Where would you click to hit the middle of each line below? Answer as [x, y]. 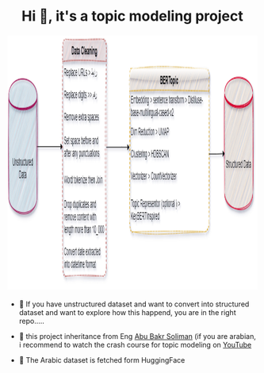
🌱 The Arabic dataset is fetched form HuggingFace [102, 360]
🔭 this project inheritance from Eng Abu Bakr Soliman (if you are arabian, [138, 336]
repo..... [32, 321]
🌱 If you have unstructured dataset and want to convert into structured [134, 304]
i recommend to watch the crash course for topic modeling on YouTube [135, 345]
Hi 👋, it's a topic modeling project [132, 16]
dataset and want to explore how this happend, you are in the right [127, 313]
